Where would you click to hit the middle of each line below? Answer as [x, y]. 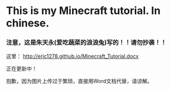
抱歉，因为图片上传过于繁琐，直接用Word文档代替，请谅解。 [79, 81]
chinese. [28, 23]
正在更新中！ [21, 69]
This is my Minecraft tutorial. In [84, 11]
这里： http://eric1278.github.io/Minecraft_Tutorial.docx [72, 56]
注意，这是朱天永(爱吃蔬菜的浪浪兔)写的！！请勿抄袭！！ [86, 43]
